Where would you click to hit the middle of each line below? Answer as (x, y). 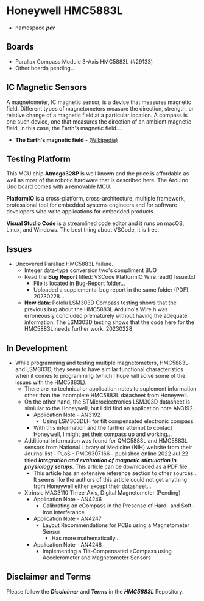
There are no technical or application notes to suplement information (110, 389)
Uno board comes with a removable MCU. (59, 186)
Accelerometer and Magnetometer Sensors (97, 558)
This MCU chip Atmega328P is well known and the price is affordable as (98, 174)
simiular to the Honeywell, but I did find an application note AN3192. (109, 408)
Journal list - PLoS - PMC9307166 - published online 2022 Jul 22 (106, 454)
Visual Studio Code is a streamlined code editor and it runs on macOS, (95, 223)
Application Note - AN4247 (67, 518)
